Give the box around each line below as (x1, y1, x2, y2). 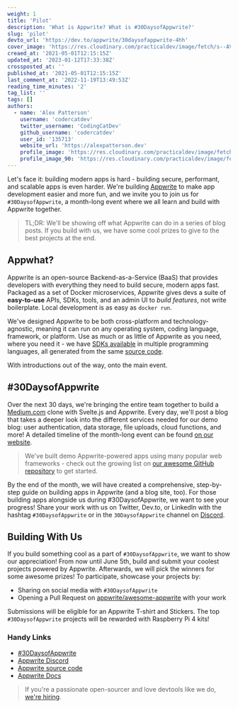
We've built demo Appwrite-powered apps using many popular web (24, 451, 222, 460)
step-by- (196, 480, 222, 489)
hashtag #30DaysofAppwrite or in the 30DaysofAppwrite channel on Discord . (7, 510, 225, 519)
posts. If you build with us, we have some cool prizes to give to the (24, 226, 220, 235)
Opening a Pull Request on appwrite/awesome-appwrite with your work (17, 593, 227, 602)
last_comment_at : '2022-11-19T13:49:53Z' (7, 76, 132, 84)
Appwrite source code (17, 663, 83, 672)
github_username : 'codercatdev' (20, 129, 115, 136)
